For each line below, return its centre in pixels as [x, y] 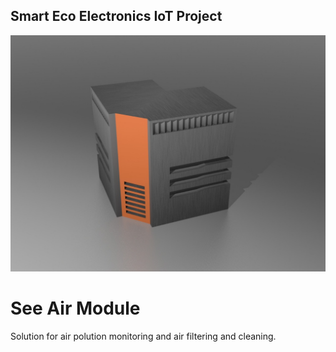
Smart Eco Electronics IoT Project [116, 16]
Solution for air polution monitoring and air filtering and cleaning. [143, 336]
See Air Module [75, 308]
